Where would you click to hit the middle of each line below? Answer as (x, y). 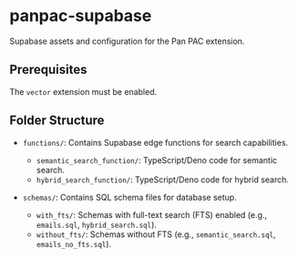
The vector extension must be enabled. (83, 91)
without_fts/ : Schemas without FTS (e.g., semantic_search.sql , (156, 234)
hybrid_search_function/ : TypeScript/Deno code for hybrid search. (163, 180)
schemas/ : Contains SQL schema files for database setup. (129, 197)
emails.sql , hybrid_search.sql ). (97, 224)
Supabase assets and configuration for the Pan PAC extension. (127, 41)
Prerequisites (48, 70)
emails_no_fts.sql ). (74, 243)
